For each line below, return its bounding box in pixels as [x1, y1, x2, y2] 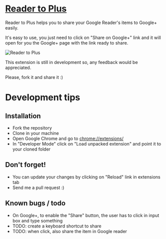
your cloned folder [12, 146, 51, 152]
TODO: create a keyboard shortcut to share [12, 223, 101, 229]
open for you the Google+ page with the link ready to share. [5, 39, 128, 45]
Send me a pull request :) [12, 184, 64, 190]
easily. [5, 24, 18, 30]
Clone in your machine [12, 130, 59, 136]
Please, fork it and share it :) [5, 74, 63, 80]
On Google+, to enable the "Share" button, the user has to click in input [12, 212, 159, 218]
